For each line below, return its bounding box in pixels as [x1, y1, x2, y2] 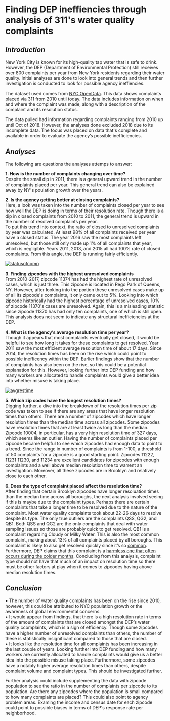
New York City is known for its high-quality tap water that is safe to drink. [5, 59, 158, 65]
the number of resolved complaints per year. [5, 218, 98, 224]
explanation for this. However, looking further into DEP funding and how [5, 367, 155, 373]
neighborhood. [5, 710, 36, 716]
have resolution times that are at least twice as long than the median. [5, 424, 149, 430]
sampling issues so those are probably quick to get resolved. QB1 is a [5, 526, 150, 532]
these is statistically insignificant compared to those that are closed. [5, 635, 147, 641]
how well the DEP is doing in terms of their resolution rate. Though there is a [5, 207, 164, 214]
